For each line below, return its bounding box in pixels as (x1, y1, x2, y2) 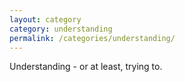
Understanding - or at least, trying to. (9, 61, 163, 73)
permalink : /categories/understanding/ (9, 33, 176, 43)
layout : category (9, 14, 82, 25)
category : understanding (9, 24, 113, 34)
